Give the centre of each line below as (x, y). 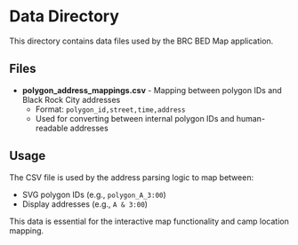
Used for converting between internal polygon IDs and (135, 118)
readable (52, 128)
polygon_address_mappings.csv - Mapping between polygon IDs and (152, 90)
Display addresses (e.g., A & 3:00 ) (85, 204)
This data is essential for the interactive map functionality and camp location (149, 221)
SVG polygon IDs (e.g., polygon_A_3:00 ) (94, 194)
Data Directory (64, 16)
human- (250, 118)
